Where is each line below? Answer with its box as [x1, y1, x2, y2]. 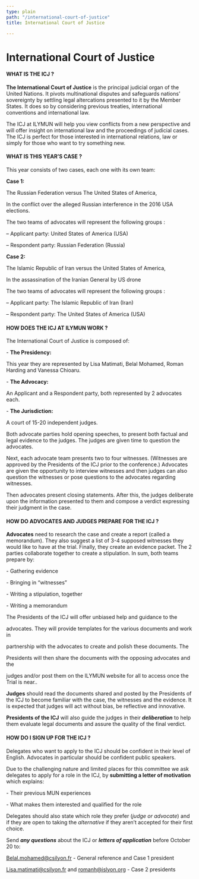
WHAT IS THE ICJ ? [6, 71, 55, 78]
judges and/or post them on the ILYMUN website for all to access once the [6, 672, 189, 679]
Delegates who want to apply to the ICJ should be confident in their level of [6, 747, 191, 754]
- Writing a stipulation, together [6, 590, 83, 597]
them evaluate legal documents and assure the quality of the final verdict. [6, 720, 186, 728]
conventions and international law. [6, 109, 90, 116]
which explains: [6, 777, 45, 785]
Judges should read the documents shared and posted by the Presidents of [6, 690, 192, 697]
